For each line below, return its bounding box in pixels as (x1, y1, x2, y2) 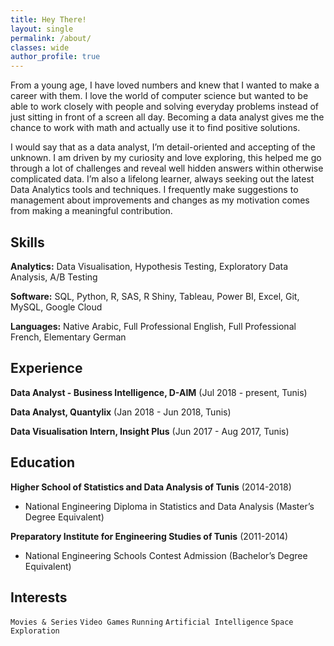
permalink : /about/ (10, 33, 92, 43)
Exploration (10, 626, 60, 636)
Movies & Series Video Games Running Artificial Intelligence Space (10, 617, 294, 628)
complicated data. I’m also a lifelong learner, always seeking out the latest (10, 173, 315, 185)
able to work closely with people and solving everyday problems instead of (10, 101, 320, 113)
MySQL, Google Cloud (10, 301, 103, 313)
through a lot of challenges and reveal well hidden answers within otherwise (10, 162, 324, 175)
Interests (10, 589, 68, 606)
